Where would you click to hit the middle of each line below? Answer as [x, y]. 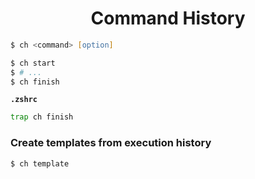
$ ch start [33, 63]
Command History [168, 18]
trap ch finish [42, 117]
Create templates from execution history [111, 143]
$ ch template [40, 163]
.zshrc [24, 100]
